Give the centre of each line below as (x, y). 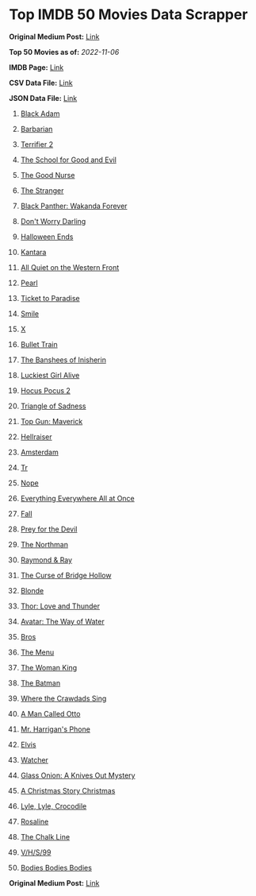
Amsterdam (39, 452)
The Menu (37, 652)
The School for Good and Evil (69, 160)
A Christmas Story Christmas (68, 790)
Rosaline (34, 821)
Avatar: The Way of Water (63, 621)
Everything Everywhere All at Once (78, 498)
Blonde (32, 590)
